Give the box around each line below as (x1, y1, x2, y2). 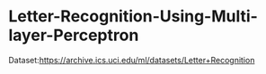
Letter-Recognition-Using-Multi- (8, 6, 258, 27)
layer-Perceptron (8, 25, 139, 45)
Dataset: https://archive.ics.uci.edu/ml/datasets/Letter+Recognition (8, 54, 255, 65)
